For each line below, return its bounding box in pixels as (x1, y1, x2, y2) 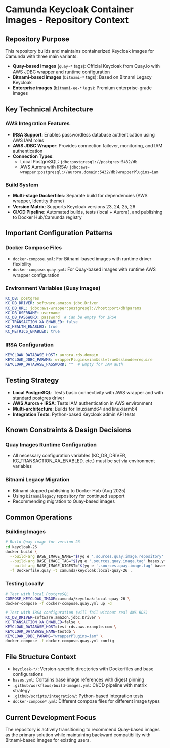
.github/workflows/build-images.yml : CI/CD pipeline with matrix (12, 682, 147, 688)
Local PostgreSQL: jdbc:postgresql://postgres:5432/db (20, 158, 138, 164)
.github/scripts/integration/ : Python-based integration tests (12, 693, 144, 699)
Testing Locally (5, 580, 44, 587)
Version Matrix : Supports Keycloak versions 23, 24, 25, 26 (12, 203, 136, 209)
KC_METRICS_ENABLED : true (5, 329, 60, 334)
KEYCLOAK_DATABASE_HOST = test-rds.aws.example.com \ (5, 624, 116, 630)
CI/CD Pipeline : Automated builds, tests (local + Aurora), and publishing (12, 209, 163, 215)
